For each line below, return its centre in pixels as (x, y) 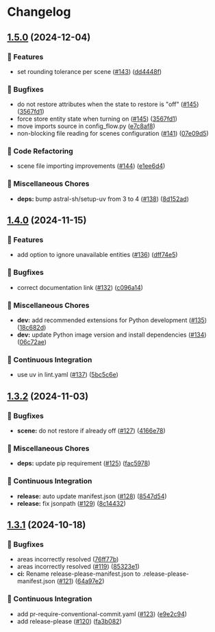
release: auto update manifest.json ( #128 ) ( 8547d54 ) (92, 496)
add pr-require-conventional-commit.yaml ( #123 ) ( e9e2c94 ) (102, 613)
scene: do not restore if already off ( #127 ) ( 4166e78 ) (91, 431)
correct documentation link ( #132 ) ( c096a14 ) (80, 287)
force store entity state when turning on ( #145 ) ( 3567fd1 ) (97, 119)
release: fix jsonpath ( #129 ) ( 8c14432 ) (71, 503)
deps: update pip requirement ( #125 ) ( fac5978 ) (84, 463)
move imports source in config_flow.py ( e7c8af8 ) (86, 126)
